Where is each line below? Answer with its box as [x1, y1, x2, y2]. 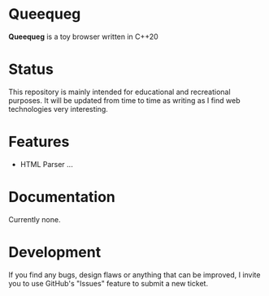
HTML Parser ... [20, 159, 73, 169]
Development [8, 242, 102, 261]
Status [8, 60, 54, 79]
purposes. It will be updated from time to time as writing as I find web [8, 95, 241, 105]
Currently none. [8, 214, 61, 224]
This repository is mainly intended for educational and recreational [8, 87, 231, 97]
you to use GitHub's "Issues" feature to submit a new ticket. [8, 278, 209, 288]
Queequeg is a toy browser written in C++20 [8, 32, 158, 41]
